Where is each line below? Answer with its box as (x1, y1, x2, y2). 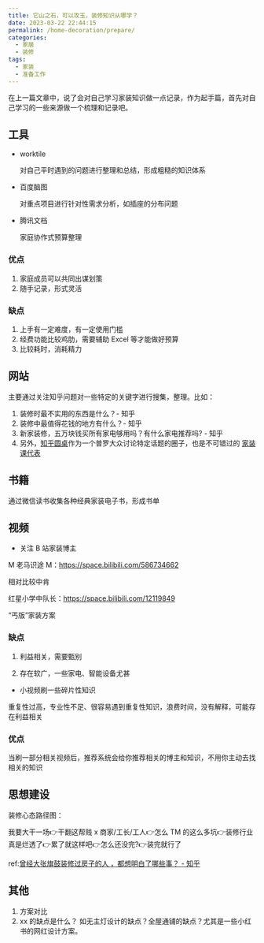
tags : (8, 56, 26, 64)
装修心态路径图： (8, 810, 64, 820)
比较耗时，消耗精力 (19, 345, 82, 354)
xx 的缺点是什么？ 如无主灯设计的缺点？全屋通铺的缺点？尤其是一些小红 (19, 916, 251, 926)
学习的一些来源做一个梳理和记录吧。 (14, 102, 132, 112)
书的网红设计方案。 (19, 926, 82, 935)
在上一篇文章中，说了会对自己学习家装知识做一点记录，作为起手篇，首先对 (8, 92, 249, 102)
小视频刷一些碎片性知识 (19, 685, 96, 695)
